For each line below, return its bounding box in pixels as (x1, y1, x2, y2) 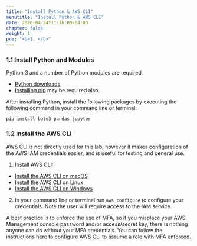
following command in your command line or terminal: (6, 105, 137, 112)
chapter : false (6, 25, 44, 31)
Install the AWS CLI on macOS (14, 172, 88, 179)
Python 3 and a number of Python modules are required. (6, 69, 143, 76)
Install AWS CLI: (14, 161, 54, 168)
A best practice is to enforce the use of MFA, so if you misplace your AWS (6, 214, 186, 221)
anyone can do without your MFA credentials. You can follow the (6, 226, 163, 234)
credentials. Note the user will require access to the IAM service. (14, 202, 172, 210)
